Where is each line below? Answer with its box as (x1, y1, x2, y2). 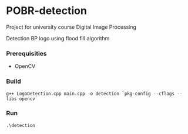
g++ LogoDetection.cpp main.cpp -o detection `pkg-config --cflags (6, 91, 175, 97)
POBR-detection (6, 4, 87, 18)
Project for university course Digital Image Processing (6, 23, 137, 30)
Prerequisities (6, 49, 47, 57)
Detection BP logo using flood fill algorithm (6, 35, 110, 42)
